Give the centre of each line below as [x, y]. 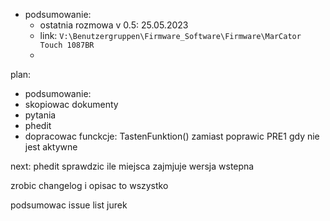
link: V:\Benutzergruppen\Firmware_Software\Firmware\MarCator [170, 35]
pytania [40, 115]
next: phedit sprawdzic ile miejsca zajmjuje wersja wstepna [132, 166]
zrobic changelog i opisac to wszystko [89, 185]
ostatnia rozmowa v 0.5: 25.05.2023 [114, 25]
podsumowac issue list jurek [69, 205]
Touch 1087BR [67, 45]
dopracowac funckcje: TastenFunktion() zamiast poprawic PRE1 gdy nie [172, 136]
